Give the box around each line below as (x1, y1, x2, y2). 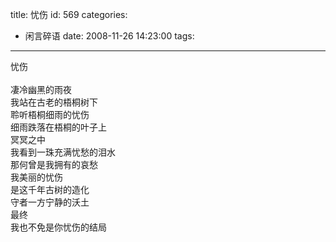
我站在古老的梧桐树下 (10, 96, 98, 108)
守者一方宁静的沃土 (10, 196, 90, 208)
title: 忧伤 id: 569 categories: (10, 9, 128, 20)
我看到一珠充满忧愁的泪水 (10, 146, 116, 158)
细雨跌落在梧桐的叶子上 (10, 121, 107, 133)
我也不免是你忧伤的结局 (10, 221, 107, 233)
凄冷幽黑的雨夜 (10, 84, 72, 95)
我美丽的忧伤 (10, 171, 63, 183)
